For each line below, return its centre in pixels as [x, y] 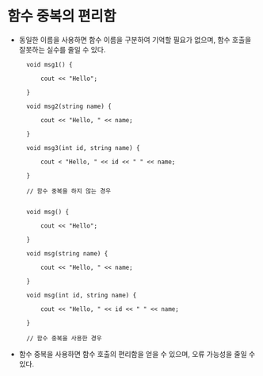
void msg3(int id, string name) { [83, 148]
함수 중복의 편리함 [62, 16]
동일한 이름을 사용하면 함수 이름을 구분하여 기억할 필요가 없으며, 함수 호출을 [135, 40]
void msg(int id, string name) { [82, 295]
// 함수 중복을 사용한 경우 [64, 338]
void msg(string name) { [67, 253]
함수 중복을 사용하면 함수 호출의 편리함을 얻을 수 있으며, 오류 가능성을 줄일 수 [137, 354]
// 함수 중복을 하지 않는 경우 [69, 191]
